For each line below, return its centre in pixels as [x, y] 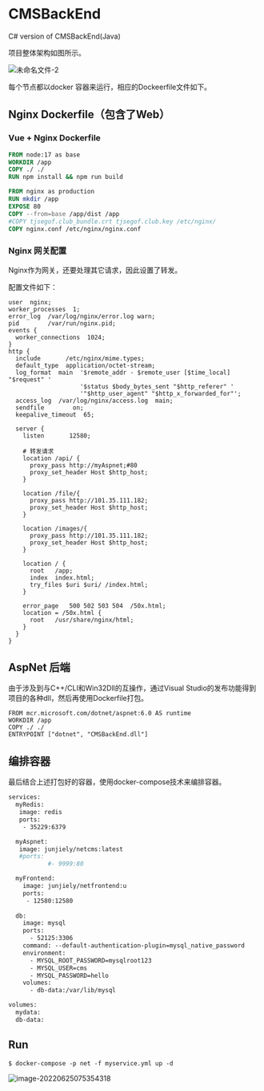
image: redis [40, 812]
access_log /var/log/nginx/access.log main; [94, 401]
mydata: [28, 1012]
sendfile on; [50, 407]
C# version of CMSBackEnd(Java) [65, 36]
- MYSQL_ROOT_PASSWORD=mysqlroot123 [90, 960]
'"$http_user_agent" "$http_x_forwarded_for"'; [160, 393]
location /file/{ [52, 493]
